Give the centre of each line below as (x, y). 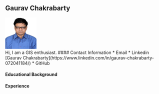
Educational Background (31, 74)
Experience (17, 86)
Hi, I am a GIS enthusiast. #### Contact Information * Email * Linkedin (77, 52)
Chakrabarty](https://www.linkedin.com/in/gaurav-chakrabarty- (88, 57)
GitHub (42, 63)
